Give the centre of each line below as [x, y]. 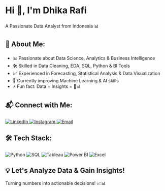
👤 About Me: [25, 44]
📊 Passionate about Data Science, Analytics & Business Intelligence [84, 58]
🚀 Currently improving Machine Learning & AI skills [66, 81]
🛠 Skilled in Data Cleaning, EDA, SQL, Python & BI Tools [71, 66]
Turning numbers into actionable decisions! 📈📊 [56, 183]
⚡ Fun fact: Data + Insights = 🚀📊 [47, 86]
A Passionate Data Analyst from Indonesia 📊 [52, 26]
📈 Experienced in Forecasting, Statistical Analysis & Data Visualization [86, 74]
